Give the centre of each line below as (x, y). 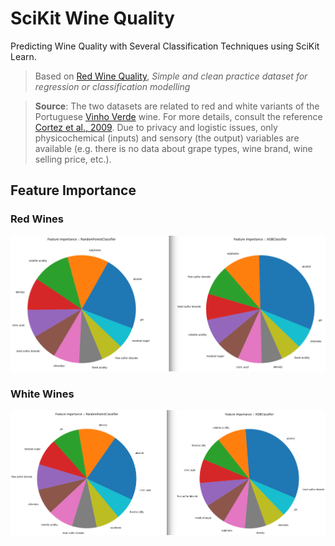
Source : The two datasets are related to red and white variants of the (177, 106)
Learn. (23, 56)
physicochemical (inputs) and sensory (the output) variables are (167, 138)
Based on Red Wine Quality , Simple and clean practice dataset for (171, 76)
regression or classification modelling (112, 86)
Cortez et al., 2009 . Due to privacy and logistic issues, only (156, 127)
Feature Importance (73, 190)
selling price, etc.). (73, 159)
